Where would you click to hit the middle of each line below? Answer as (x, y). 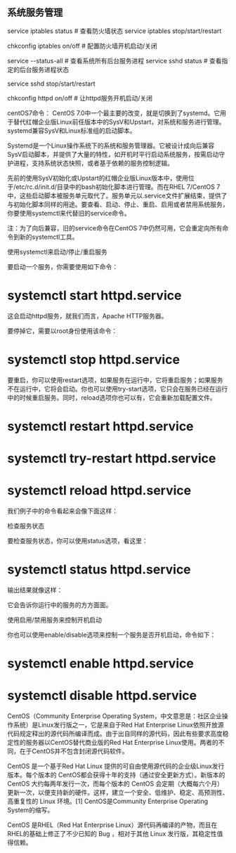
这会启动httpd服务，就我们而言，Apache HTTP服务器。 (87, 315)
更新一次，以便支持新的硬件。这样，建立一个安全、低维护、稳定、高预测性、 (118, 793)
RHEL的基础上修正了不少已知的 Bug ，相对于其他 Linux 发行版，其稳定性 (112, 834)
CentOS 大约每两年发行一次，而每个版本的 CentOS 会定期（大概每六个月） (115, 784)
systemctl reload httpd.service (99, 491)
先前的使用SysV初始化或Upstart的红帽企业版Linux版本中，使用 (98, 178)
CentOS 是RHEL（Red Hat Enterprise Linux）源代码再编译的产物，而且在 (112, 825)
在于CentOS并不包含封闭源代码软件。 (74, 751)
